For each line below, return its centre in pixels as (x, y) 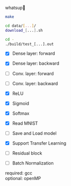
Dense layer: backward (36, 63)
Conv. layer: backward (35, 83)
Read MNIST (25, 123)
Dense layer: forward (34, 53)
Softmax (21, 113)
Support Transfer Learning (39, 143)
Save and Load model (34, 133)
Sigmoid (21, 103)
